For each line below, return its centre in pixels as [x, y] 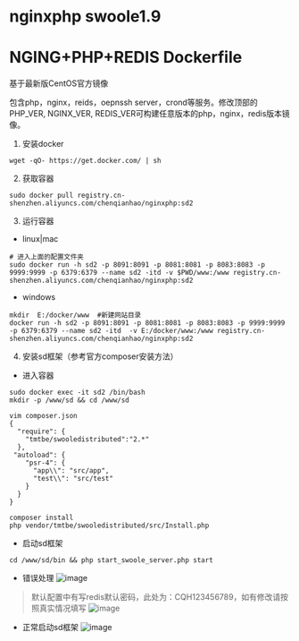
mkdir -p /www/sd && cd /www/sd [69, 400]
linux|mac [40, 239]
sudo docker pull [42, 196]
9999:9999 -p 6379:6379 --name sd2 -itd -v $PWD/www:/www [119, 273]
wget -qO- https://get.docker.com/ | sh [86, 161]
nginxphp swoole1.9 [85, 17]
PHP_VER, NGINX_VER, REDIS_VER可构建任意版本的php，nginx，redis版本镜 [149, 114]
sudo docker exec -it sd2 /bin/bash [77, 393]
